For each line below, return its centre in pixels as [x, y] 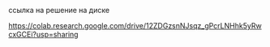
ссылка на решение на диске [59, 10]
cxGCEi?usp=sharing [43, 34]
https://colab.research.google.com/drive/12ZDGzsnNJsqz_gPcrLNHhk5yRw [135, 26]
